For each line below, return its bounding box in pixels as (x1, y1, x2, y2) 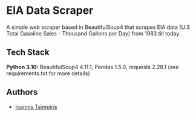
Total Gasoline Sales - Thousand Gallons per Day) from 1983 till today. (6, 29, 181, 37)
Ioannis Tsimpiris (15, 103, 57, 110)
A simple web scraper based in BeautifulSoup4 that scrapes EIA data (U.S (6, 23, 191, 31)
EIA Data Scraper (6, 4, 94, 17)
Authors (6, 87, 38, 97)
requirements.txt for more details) (6, 70, 90, 77)
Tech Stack (6, 47, 50, 58)
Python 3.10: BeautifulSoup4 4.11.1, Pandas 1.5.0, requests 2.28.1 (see (6, 63, 179, 70)
